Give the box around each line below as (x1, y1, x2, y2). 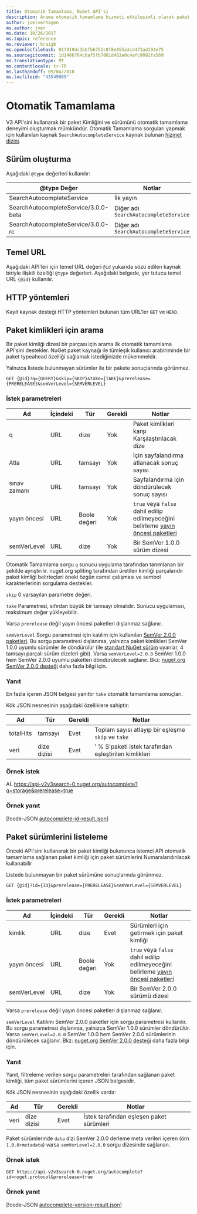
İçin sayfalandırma (133, 451, 184, 459)
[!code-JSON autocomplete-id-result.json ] (6, 815, 109, 822)
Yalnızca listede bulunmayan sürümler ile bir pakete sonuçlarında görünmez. (6, 364, 191, 371)
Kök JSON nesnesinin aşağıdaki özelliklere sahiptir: (6, 702, 130, 709)
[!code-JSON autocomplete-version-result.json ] (6, 1201, 122, 1208)
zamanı (9, 486, 29, 495)
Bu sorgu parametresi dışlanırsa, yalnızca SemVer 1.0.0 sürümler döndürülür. (6, 1024, 191, 1032)
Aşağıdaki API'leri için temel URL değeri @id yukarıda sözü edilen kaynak (6, 263, 181, 270)
